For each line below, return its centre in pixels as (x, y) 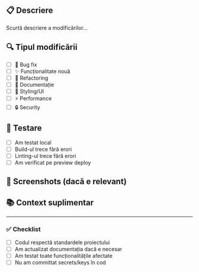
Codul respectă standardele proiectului (62, 242)
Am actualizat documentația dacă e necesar (68, 249)
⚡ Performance (33, 98)
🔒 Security (27, 107)
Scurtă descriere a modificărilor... (47, 28)
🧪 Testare (24, 128)
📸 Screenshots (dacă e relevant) (67, 181)
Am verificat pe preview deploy (53, 162)
